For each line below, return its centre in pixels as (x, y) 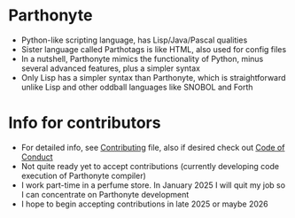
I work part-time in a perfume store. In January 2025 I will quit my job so (153, 185)
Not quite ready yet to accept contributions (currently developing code (150, 166)
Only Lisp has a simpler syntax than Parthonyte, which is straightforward (153, 77)
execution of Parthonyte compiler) (84, 175)
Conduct (37, 157)
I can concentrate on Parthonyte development (105, 194)
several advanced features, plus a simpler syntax (111, 68)
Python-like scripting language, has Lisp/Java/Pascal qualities (134, 40)
